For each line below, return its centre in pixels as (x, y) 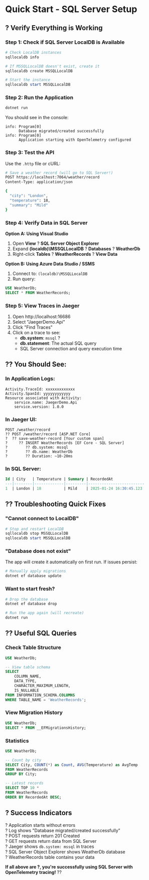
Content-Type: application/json (39, 182)
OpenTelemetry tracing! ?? (33, 872)
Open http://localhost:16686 (41, 316)
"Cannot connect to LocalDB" (42, 519)
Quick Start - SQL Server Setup (71, 9)
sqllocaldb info (22, 57)
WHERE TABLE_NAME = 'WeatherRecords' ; (46, 700)
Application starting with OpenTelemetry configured (75, 140)
